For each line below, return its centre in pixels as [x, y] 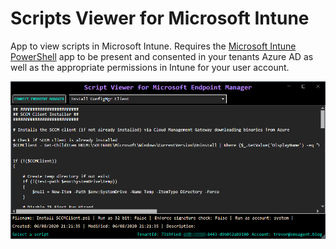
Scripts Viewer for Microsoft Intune [160, 18]
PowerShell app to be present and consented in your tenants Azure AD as [162, 56]
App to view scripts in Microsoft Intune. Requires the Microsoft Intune [153, 46]
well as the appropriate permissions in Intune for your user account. [150, 67]
